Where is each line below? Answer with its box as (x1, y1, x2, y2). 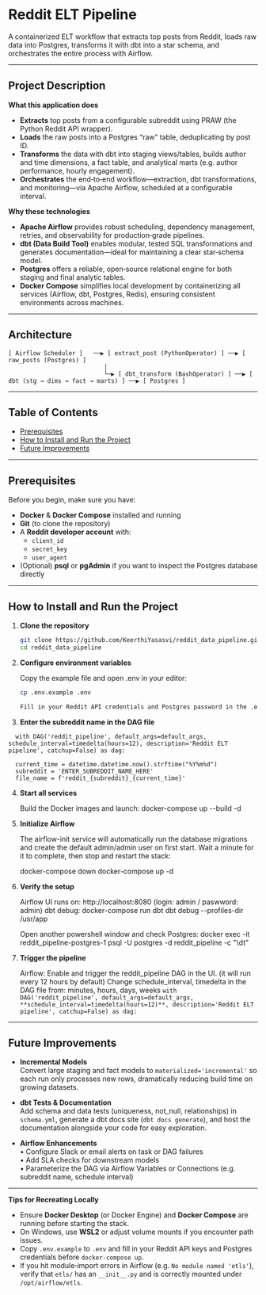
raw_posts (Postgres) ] (8, 356, 87, 364)
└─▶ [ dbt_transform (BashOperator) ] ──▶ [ (104, 370, 253, 378)
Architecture (8, 328, 73, 342)
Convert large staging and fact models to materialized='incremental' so (19, 1066, 257, 1075)
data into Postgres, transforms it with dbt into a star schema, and (8, 40, 220, 49)
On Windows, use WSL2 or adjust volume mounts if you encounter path (19, 1227, 254, 1237)
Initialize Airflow (19, 819, 75, 828)
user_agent (31, 554, 68, 562)
